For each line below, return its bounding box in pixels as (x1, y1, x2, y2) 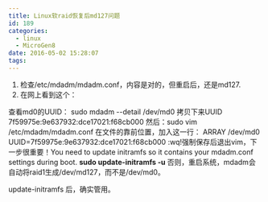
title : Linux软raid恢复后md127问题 (8, 11, 121, 20)
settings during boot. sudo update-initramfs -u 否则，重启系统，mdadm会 (8, 157, 256, 167)
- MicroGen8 (15, 42, 56, 50)
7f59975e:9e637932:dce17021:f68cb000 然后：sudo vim (8, 117, 198, 126)
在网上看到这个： (19, 89, 77, 99)
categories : (8, 27, 48, 35)
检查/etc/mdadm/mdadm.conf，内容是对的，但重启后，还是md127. (19, 80, 241, 89)
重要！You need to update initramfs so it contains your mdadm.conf (29, 146, 254, 157)
